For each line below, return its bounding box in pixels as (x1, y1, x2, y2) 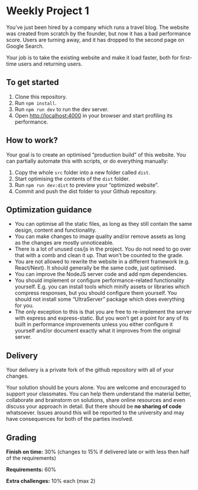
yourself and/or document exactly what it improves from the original (14, 327, 181, 335)
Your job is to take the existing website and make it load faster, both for (6, 54, 179, 61)
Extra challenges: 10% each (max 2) (6, 478, 96, 484)
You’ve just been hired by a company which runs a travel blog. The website (6, 24, 189, 31)
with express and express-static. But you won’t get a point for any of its (14, 314, 189, 322)
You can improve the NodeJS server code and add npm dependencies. (14, 271, 188, 278)
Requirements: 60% (6, 466, 56, 473)
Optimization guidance (6, 205, 92, 215)
